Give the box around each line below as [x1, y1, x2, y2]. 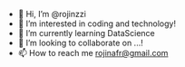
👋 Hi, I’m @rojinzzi [17, 9, 86, 19]
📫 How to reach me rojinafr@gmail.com [17, 48, 169, 58]
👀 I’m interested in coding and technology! [17, 18, 177, 29]
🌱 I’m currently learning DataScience [17, 28, 156, 38]
